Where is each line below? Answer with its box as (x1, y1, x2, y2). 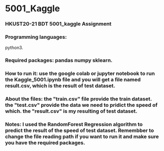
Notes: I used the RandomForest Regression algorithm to (5, 121, 143, 128)
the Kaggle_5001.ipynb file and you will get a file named (5, 76, 141, 83)
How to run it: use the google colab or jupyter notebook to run (5, 70, 155, 77)
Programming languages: (5, 34, 67, 41)
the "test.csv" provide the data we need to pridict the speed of (5, 101, 158, 108)
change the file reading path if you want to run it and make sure (5, 133, 159, 140)
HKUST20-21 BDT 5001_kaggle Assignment (5, 21, 112, 27)
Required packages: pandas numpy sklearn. (5, 57, 113, 64)
